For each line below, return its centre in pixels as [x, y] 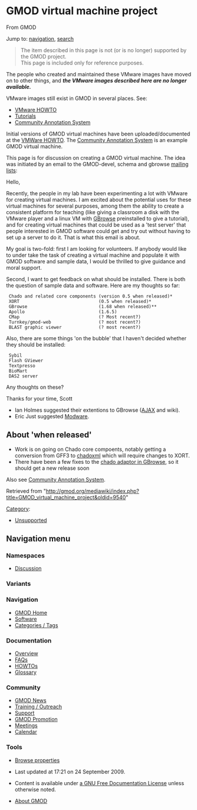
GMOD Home [31, 612]
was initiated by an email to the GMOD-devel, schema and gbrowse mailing [97, 164]
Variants [19, 584]
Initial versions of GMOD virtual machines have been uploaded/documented [98, 134]
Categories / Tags [36, 625]
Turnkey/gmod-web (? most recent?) [75, 322]
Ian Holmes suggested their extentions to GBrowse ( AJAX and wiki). [97, 410]
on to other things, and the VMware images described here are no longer [96, 80]
